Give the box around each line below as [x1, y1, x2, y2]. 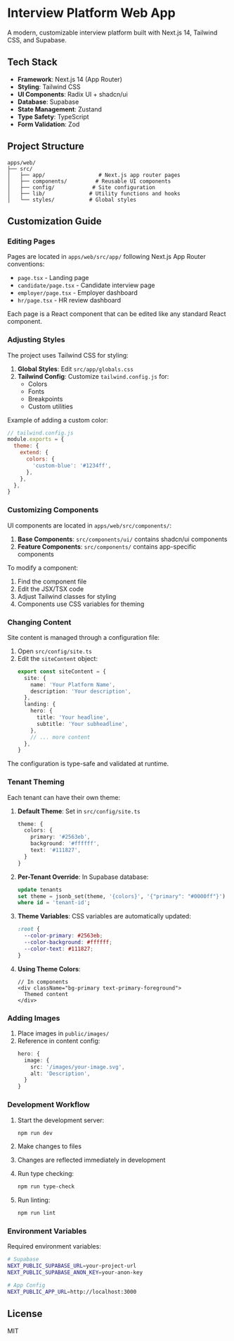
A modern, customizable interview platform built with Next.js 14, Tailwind [7, 28, 218, 37]
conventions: [7, 260, 45, 269]
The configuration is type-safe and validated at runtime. [7, 760, 169, 768]
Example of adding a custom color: [7, 415, 108, 424]
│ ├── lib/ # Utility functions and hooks [7, 190, 181, 197]
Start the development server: [17, 1116, 105, 1124]
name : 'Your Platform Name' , [30, 681, 116, 688]
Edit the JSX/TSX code [17, 584, 84, 593]
